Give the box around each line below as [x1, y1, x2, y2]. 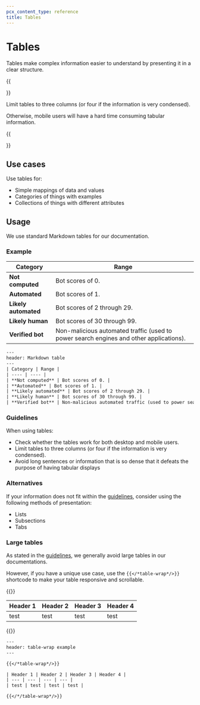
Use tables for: [6, 175, 43, 182]
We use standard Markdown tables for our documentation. [6, 232, 150, 240]
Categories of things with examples [14, 193, 102, 200]
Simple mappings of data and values [14, 186, 105, 194]
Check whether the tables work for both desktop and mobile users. [14, 439, 180, 446]
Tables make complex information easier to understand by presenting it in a [6, 60, 192, 67]
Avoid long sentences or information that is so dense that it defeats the [14, 458, 189, 465]
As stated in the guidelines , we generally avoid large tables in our [6, 552, 166, 559]
